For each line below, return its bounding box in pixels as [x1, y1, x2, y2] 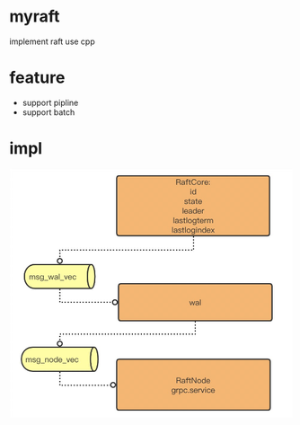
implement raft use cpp [9, 36, 96, 47]
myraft [9, 6, 60, 27]
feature [9, 67, 66, 88]
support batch [22, 106, 75, 118]
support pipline [22, 97, 79, 108]
